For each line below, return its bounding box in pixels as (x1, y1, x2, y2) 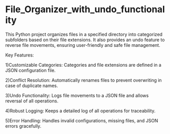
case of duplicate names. (5, 83, 58, 89)
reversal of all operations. (5, 98, 58, 104)
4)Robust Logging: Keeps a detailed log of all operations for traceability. (5, 108, 156, 114)
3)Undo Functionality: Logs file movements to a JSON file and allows (5, 92, 149, 98)
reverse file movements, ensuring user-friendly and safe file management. (5, 42, 161, 48)
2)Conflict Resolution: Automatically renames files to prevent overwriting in (5, 77, 162, 83)
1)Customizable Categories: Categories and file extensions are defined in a (5, 62, 161, 68)
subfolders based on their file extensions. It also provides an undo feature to (5, 37, 165, 43)
